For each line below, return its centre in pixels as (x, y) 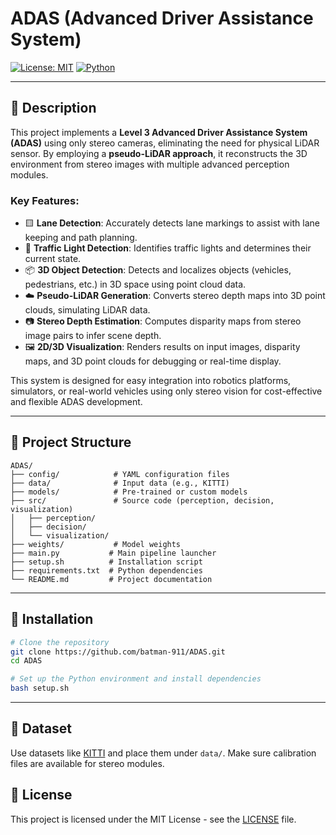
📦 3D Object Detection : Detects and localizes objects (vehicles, (158, 270)
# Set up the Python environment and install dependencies (136, 679)
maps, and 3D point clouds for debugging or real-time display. (153, 361)
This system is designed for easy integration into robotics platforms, (151, 381)
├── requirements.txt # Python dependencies (106, 570)
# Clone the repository (60, 642)
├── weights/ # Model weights (96, 544)
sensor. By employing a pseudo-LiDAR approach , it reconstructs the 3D (159, 153)
